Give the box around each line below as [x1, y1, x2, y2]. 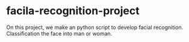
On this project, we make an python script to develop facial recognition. [6, 24, 184, 31]
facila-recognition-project [6, 4, 140, 18]
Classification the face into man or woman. [6, 30, 113, 37]
